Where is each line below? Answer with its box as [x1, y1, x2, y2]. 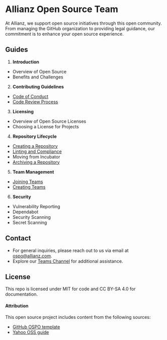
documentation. [5, 291, 38, 297]
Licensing [12, 108, 34, 114]
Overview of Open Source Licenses [12, 118, 87, 124]
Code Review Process [12, 99, 58, 105]
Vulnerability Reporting [12, 203, 60, 209]
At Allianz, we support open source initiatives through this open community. [5, 20, 162, 26]
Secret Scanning [12, 219, 47, 225]
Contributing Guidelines [12, 83, 64, 90]
